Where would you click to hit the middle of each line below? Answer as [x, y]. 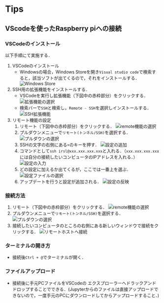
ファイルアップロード [30, 272]
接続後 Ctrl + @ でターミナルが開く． [49, 257]
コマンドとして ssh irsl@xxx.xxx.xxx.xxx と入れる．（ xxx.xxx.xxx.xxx [89, 151]
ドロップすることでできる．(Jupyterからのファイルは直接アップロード [83, 289]
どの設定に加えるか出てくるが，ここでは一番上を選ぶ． [75, 169]
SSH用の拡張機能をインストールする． [51, 89]
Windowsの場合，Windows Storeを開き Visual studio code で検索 [86, 72]
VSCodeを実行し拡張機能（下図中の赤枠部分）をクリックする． [84, 95]
